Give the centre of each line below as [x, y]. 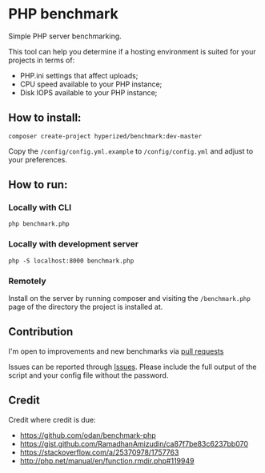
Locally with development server [74, 244]
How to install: [45, 118]
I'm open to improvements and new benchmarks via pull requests [116, 351]
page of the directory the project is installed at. [86, 307]
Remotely [27, 281]
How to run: [38, 185]
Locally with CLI [40, 207]
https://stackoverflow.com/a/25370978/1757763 [99, 452]
